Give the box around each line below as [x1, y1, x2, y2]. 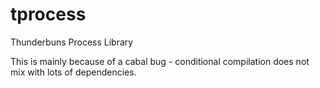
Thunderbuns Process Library [10, 36, 134, 48]
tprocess [10, 3, 87, 26]
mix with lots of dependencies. [10, 66, 137, 78]
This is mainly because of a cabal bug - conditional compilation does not [10, 55, 310, 67]
